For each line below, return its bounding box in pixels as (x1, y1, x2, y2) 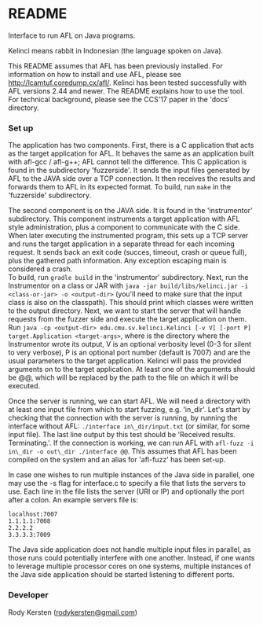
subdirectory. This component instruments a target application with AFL (8, 214, 240, 224)
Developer (8, 590, 49, 601)
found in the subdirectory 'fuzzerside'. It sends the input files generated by (8, 166, 250, 175)
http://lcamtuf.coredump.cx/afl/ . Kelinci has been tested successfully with (8, 78, 247, 87)
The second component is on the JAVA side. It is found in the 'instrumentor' (8, 206, 253, 215)
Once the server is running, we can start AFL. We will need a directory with (8, 396, 250, 406)
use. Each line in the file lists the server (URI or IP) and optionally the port (8, 487, 245, 496)
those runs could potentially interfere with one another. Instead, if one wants (8, 553, 255, 563)
